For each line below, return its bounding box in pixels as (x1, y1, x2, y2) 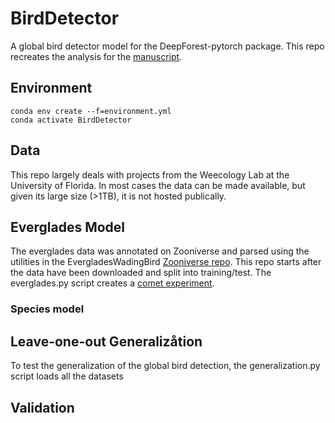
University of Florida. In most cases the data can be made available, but (10, 179, 306, 191)
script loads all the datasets (10, 370, 124, 382)
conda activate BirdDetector (10, 115, 132, 125)
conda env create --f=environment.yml (10, 106, 172, 116)
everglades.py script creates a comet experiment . (10, 277, 215, 289)
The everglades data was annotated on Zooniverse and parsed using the (10, 245, 310, 257)
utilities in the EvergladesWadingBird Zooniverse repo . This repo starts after (10, 256, 322, 268)
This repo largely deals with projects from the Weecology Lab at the (10, 168, 290, 181)
